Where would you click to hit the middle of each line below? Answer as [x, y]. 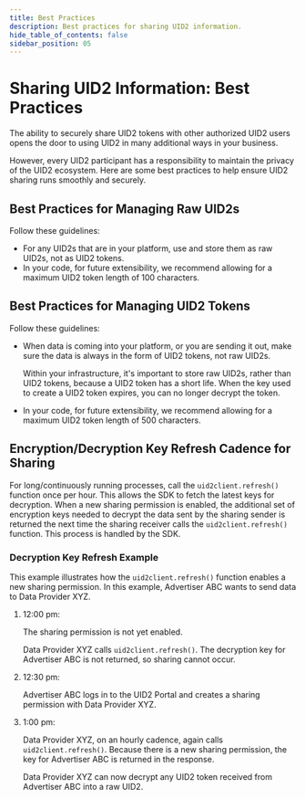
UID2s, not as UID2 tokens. [73, 258]
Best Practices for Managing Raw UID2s [124, 209]
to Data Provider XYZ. [50, 596]
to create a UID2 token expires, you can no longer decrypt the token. [151, 393]
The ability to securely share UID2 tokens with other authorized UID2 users [150, 133]
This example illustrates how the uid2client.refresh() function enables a [148, 577]
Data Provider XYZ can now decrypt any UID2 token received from [147, 776]
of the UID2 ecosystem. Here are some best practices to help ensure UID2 [149, 171]
